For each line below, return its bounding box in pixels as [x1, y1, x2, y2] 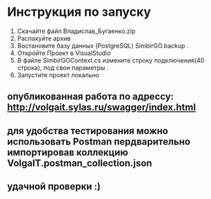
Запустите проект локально [17, 70, 100, 79]
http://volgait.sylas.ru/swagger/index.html [7, 101, 197, 114]
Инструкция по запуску [7, 4, 152, 20]
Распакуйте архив [17, 34, 71, 42]
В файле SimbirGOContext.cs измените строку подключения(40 [17, 56, 205, 64]
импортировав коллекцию [7, 146, 129, 158]
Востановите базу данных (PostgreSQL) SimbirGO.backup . [17, 41, 189, 50]
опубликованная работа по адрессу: [7, 91, 174, 103]
